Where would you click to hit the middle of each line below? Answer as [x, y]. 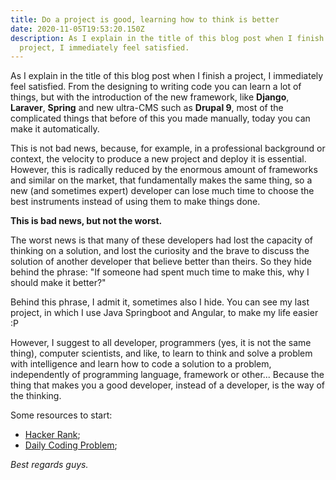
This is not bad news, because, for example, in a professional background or [168, 148]
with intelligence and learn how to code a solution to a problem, [141, 364]
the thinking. [36, 396]
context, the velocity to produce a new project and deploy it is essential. [158, 159]
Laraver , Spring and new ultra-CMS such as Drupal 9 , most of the [147, 108]
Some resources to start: [61, 415]
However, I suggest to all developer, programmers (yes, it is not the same [161, 343]
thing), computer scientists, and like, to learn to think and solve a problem [161, 353]
